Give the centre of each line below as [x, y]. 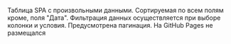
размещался [27, 33]
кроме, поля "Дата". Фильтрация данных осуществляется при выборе [114, 18]
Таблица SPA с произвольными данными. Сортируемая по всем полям [116, 10]
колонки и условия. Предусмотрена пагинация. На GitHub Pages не [110, 25]
